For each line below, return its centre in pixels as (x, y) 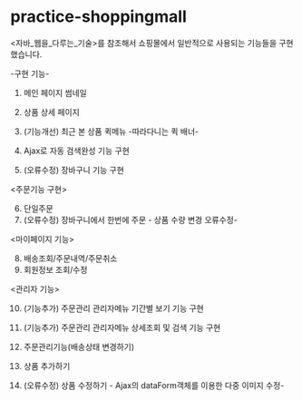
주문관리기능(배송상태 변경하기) (79, 346)
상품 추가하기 (47, 366)
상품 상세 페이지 (51, 112)
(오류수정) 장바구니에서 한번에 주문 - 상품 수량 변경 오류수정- (131, 220)
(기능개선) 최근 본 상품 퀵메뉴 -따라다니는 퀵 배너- (111, 131)
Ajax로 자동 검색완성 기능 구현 (76, 151)
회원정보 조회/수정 (55, 269)
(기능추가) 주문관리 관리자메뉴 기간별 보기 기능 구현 (113, 308)
